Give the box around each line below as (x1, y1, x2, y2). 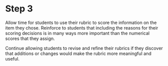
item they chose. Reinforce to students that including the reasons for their (5, 24, 158, 30)
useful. (5, 55, 20, 61)
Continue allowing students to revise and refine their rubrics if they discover (5, 45, 163, 51)
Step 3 (5, 3, 33, 14)
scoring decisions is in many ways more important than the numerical (5, 30, 150, 36)
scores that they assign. (5, 35, 55, 41)
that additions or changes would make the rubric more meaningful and (5, 50, 152, 56)
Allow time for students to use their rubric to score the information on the (5, 19, 157, 25)
